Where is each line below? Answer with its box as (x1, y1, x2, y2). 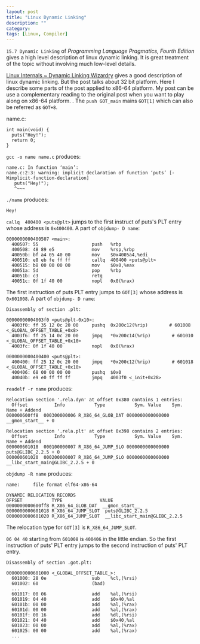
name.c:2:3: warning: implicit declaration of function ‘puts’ (6, 170, 167, 176)
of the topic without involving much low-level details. (6, 61, 136, 68)
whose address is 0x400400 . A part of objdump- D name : (6, 225, 140, 232)
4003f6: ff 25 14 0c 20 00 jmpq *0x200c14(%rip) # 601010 (11, 333, 194, 339)
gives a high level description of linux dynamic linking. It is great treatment (6, 54, 189, 61)
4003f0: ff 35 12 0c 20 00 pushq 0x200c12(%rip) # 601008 (11, 322, 191, 328)
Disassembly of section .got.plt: (6, 560, 93, 566)
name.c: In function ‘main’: (6, 165, 79, 171)
